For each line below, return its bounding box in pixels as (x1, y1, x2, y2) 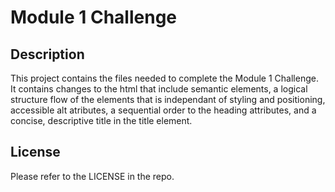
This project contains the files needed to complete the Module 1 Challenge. (10, 72, 319, 84)
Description (10, 46, 85, 63)
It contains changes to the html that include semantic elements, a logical (10, 83, 308, 95)
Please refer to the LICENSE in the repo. (10, 170, 175, 182)
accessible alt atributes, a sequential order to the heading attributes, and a (10, 104, 317, 116)
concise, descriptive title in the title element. (10, 115, 193, 126)
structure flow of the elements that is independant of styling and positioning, (10, 94, 326, 105)
